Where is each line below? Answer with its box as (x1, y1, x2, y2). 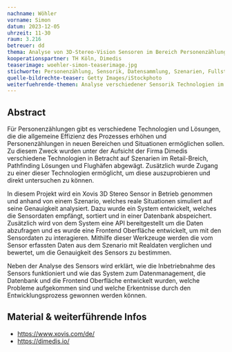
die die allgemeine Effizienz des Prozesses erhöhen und (7, 132, 167, 140)
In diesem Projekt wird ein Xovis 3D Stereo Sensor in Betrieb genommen (7, 189, 213, 198)
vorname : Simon (7, 17, 51, 24)
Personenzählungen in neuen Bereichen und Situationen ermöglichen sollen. (7, 140, 225, 148)
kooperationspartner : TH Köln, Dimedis (7, 55, 122, 62)
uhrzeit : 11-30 (7, 29, 51, 37)
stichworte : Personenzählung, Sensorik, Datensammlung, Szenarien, (7, 68, 206, 75)
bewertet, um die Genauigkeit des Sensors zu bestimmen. (7, 248, 172, 257)
